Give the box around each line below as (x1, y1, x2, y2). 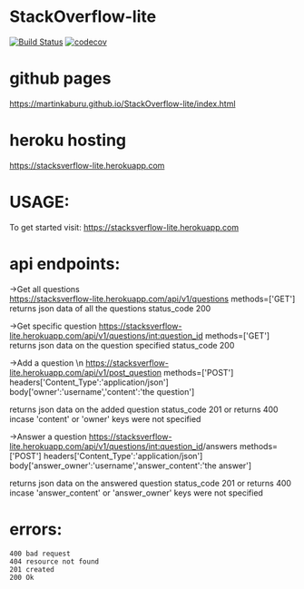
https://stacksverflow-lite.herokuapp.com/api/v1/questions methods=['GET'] (9, 293, 296, 304)
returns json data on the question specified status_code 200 (9, 339, 235, 350)
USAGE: (9, 192, 70, 212)
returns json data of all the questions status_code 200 (9, 302, 211, 314)
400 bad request (9, 549, 71, 558)
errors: (9, 519, 63, 539)
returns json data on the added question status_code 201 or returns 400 (9, 404, 279, 415)
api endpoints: (9, 253, 121, 274)
